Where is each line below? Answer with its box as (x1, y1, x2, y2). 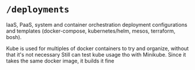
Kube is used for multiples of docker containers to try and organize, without (6, 45, 189, 52)
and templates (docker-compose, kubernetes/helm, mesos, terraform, (6, 27, 176, 34)
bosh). (6, 33, 22, 40)
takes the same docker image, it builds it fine (6, 57, 115, 64)
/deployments (6, 4, 69, 15)
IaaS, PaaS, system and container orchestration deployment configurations (6, 21, 188, 28)
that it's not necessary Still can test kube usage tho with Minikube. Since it (6, 51, 186, 58)
